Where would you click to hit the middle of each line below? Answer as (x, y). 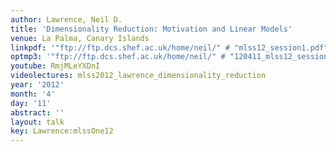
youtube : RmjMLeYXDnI (55, 66)
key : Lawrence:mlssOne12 (62, 131)
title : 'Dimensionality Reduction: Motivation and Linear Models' (151, 29)
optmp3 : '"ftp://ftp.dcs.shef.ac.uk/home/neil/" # (118, 57)
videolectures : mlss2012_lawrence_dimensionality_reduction (138, 76)
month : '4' (33, 94)
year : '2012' (37, 85)
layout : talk (37, 122)
